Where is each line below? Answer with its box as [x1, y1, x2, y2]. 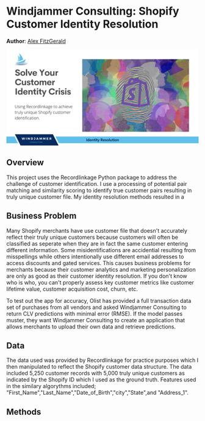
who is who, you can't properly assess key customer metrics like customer [6, 278, 194, 286]
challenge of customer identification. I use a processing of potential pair [6, 180, 187, 187]
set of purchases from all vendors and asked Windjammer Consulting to [6, 303, 187, 311]
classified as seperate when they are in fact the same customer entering [6, 239, 188, 247]
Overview [6, 157, 45, 168]
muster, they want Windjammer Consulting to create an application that [6, 316, 185, 324]
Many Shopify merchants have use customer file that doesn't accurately [6, 227, 188, 234]
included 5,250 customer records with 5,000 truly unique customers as [6, 370, 185, 377]
